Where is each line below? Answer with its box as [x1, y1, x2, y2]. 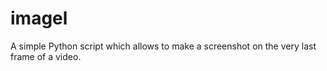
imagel [10, 7, 68, 30]
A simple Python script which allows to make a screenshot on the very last [10, 40, 317, 52]
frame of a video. [10, 50, 82, 62]
